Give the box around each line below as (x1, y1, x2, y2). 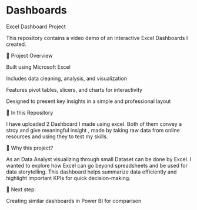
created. (6, 41, 26, 48)
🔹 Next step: (6, 186, 36, 193)
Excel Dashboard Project (6, 23, 66, 30)
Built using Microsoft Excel (6, 63, 71, 71)
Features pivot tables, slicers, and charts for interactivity (6, 86, 143, 93)
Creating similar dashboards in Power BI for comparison (6, 197, 142, 204)
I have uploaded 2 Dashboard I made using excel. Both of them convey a (6, 120, 182, 127)
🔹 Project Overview (6, 52, 53, 59)
